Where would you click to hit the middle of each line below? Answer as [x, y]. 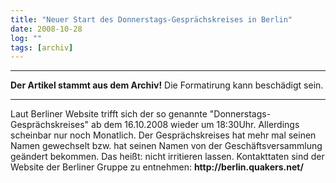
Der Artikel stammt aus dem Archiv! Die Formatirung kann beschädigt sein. [167, 85]
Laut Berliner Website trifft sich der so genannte [109, 114]
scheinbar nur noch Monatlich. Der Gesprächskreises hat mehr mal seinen [163, 135]
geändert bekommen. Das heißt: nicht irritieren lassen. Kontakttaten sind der [167, 157]
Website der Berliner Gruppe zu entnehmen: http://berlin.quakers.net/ [157, 167]
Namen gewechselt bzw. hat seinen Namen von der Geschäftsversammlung [166, 146]
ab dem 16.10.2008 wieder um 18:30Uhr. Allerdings [195, 125]
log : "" [26, 38]
